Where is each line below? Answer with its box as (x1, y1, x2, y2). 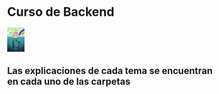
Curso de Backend (7, 4, 115, 20)
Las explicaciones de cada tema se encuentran (7, 64, 213, 76)
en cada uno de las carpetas (7, 75, 131, 87)
